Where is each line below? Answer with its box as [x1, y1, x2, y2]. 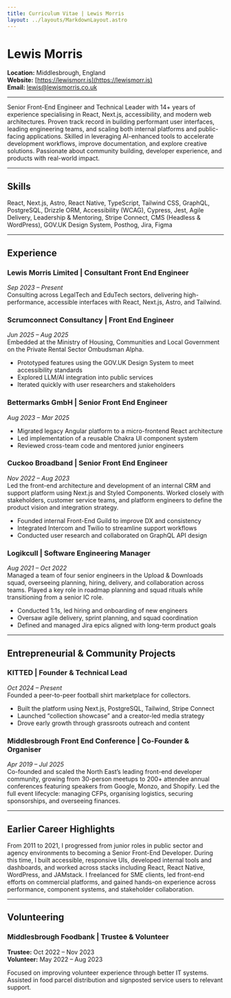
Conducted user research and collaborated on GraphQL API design [16, 531, 208, 540]
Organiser [7, 744, 41, 754]
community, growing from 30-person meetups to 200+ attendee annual [7, 775, 210, 784]
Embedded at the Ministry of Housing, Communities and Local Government [7, 338, 220, 346]
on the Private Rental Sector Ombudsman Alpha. [7, 345, 144, 354]
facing [7, 132, 25, 141]
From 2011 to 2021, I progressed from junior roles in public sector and [7, 841, 203, 850]
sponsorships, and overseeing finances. [7, 797, 120, 805]
